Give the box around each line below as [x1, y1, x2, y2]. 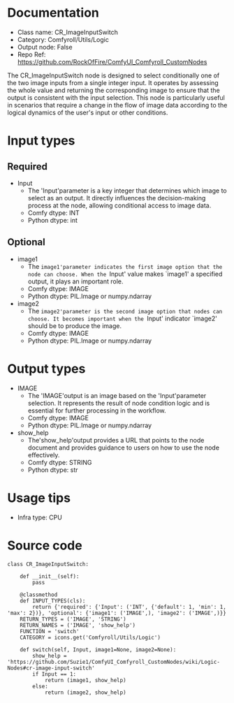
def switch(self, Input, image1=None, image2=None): [20, 646, 177, 653]
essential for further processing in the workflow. [27, 406, 166, 415]
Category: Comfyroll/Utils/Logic [17, 35, 110, 43]
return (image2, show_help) [44, 689, 127, 696]
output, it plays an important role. [27, 277, 124, 286]
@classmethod [20, 591, 58, 598]
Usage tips [7, 490, 71, 505]
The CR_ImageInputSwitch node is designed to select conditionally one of [7, 71, 220, 80]
